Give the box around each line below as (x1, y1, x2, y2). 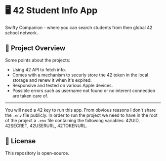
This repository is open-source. (5, 150, 69, 156)
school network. (5, 30, 38, 35)
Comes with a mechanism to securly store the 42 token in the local (12, 72, 148, 78)
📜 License (5, 137, 36, 145)
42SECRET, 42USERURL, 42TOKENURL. (5, 123, 87, 129)
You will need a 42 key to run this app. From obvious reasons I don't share (5, 107, 156, 113)
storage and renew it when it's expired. (12, 77, 92, 83)
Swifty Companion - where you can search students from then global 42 (5, 24, 153, 31)
